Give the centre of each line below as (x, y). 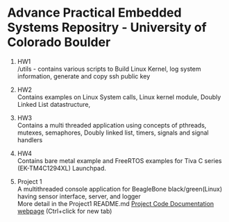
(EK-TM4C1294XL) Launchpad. (61, 168)
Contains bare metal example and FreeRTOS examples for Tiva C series (119, 160)
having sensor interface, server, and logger (79, 196)
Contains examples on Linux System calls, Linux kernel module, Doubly (119, 97)
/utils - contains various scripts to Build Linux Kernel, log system (109, 69)
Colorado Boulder (59, 42)
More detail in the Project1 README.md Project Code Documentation (116, 203)
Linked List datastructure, (54, 104)
